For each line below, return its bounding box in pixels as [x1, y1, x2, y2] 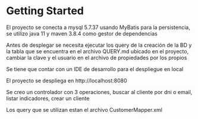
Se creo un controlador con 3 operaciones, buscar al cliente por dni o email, [6, 88, 193, 95]
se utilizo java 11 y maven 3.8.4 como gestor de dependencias [6, 30, 158, 37]
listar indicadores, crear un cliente [6, 95, 90, 102]
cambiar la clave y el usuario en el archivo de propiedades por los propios [6, 54, 187, 61]
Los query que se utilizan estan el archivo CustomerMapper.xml [6, 106, 162, 113]
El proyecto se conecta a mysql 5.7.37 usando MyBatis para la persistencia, [6, 24, 190, 31]
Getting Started [6, 4, 84, 18]
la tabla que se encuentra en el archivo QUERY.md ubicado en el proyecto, [6, 47, 189, 54]
